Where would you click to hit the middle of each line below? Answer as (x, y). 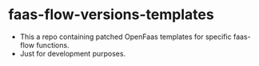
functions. (52, 45)
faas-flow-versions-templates (111, 15)
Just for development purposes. (73, 53)
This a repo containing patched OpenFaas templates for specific (126, 37)
